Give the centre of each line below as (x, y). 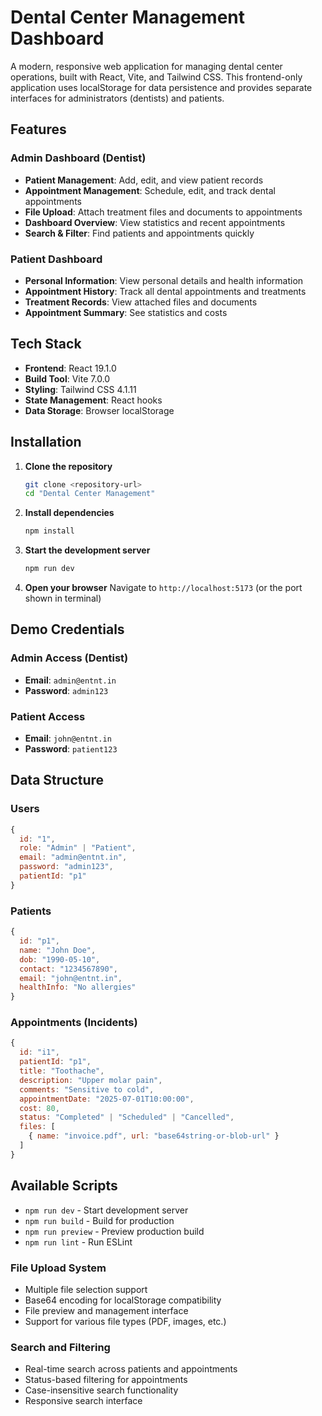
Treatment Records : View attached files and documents (141, 302)
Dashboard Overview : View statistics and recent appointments (155, 222)
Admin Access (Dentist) (69, 658)
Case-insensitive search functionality (101, 1390)
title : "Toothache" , (62, 1071)
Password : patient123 (71, 749)
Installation (46, 442)
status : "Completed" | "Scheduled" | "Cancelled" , (127, 1117)
